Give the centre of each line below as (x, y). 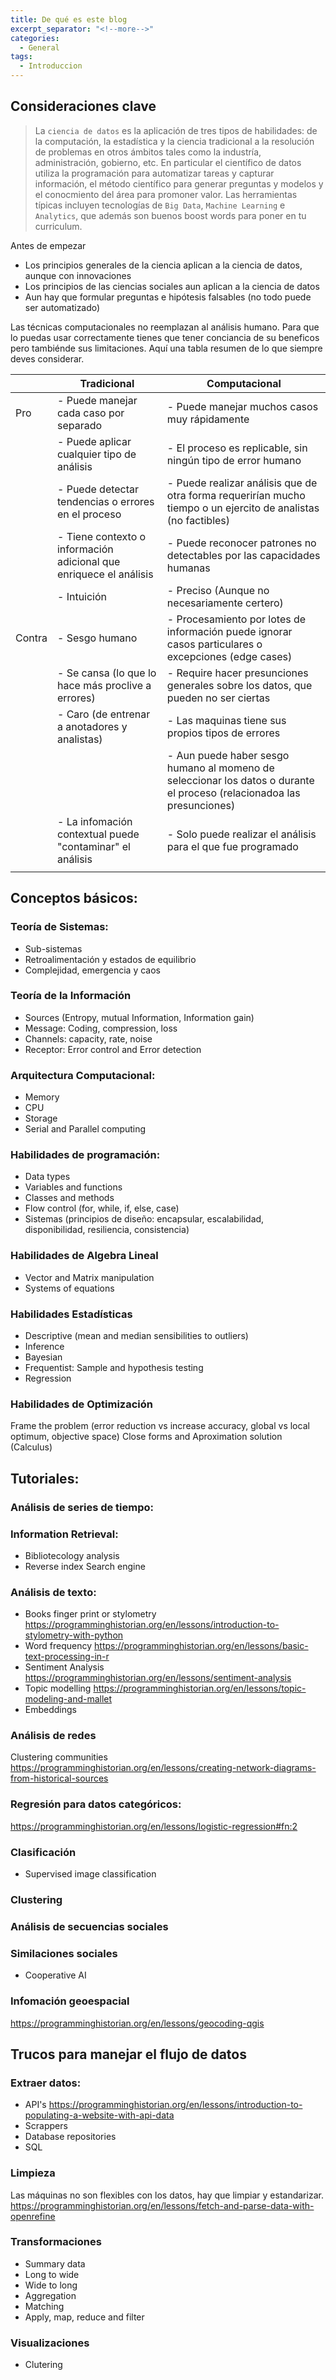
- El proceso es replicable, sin (237, 448)
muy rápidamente (208, 419)
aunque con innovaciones (78, 275)
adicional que (88, 561)
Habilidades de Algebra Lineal (84, 1256)
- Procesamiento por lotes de (236, 619)
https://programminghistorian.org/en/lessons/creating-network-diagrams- (163, 1768)
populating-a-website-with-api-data (99, 2115)
